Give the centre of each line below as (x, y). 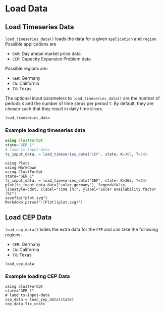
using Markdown (21, 167)
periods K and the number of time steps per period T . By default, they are (80, 104)
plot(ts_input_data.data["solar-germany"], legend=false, (66, 185)
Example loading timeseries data (45, 130)
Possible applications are (31, 44)
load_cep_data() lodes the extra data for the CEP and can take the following (82, 229)
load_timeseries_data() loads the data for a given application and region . (81, 39)
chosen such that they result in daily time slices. (54, 109)
